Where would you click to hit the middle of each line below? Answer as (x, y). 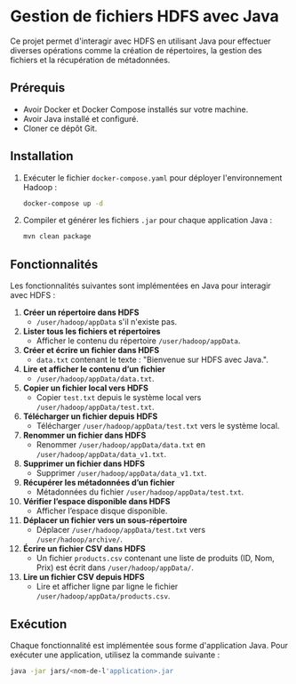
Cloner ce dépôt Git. (60, 128)
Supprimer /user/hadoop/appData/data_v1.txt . (121, 473)
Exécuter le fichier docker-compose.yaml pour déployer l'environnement (152, 177)
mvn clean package (57, 237)
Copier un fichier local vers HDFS (86, 388)
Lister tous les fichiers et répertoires (92, 332)
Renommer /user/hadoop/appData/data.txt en (121, 445)
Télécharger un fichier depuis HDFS (90, 416)
